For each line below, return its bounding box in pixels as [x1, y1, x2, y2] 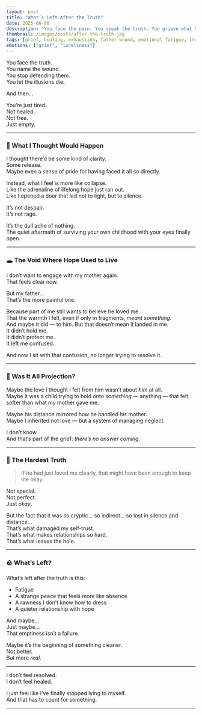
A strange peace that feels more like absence [14, 593, 127, 600]
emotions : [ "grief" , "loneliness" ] [6, 43, 96, 49]
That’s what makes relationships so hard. [6, 531, 108, 539]
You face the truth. [6, 58, 52, 66]
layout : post [6, 8, 39, 15]
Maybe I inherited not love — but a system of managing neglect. [6, 417, 165, 424]
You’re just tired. [6, 101, 47, 108]
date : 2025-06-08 [6, 20, 50, 26]
